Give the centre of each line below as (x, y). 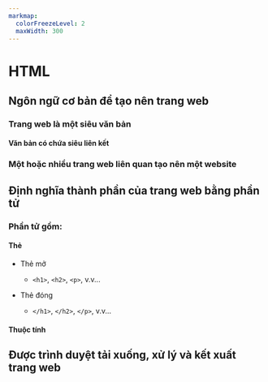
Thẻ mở (33, 264)
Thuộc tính (27, 329)
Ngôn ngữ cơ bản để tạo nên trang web (109, 101)
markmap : (23, 16)
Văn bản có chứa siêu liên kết (59, 144)
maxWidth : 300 (39, 31)
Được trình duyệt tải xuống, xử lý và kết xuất (123, 355)
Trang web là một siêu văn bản (70, 124)
